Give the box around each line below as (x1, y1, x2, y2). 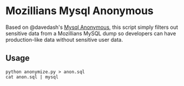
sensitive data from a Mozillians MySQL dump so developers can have (5, 29, 176, 37)
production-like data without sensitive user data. (5, 36, 123, 43)
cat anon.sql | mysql (5, 74, 59, 80)
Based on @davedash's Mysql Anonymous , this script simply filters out (5, 24, 178, 31)
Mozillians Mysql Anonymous (5, 4, 154, 18)
